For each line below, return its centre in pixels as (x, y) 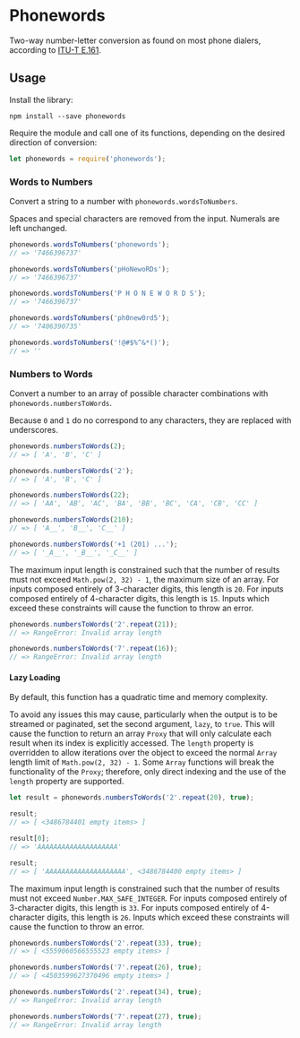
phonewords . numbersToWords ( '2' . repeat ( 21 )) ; (94, 624)
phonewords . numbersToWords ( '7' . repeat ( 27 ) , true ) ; (106, 1016)
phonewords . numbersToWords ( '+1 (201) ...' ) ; (94, 544)
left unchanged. (39, 228)
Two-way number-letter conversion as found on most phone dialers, (135, 40)
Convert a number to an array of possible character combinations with (139, 393)
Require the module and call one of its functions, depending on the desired (147, 133)
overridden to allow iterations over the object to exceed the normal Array (143, 753)
